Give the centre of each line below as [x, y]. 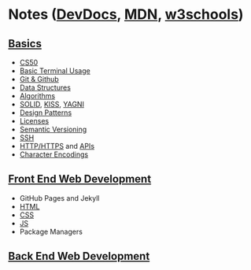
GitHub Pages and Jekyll [59, 198]
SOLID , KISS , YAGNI [52, 104]
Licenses [34, 121]
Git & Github [39, 79]
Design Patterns [46, 113]
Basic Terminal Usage [55, 71]
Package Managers [51, 231]
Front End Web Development [80, 179]
